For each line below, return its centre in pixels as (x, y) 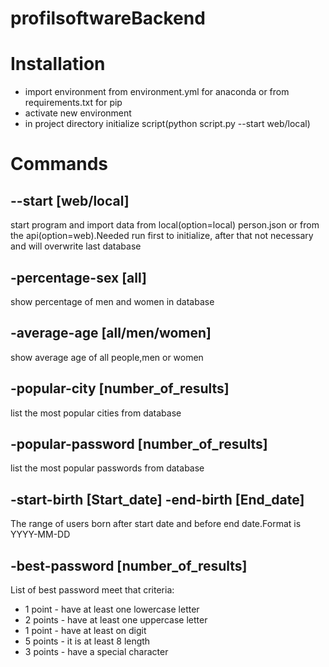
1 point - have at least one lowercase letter (112, 609)
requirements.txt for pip (73, 103)
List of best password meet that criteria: (92, 590)
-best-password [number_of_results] (129, 565)
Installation (58, 64)
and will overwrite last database (76, 246)
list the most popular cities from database (96, 413)
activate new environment (78, 113)
